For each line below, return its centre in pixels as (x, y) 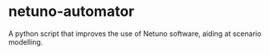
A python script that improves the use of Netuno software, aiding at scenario (135, 33)
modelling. (26, 41)
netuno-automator (71, 12)
